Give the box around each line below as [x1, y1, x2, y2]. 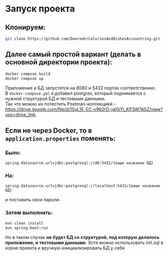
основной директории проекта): [5, 58, 112, 67]
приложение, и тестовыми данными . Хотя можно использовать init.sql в [5, 239, 163, 246]
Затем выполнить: [5, 209, 53, 216]
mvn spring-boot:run [5, 225, 49, 230]
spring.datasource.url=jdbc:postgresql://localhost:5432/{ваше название [5, 184, 160, 189]
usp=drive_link [5, 111, 36, 118]
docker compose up [5, 76, 44, 81]
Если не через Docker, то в [5, 126, 92, 135]
